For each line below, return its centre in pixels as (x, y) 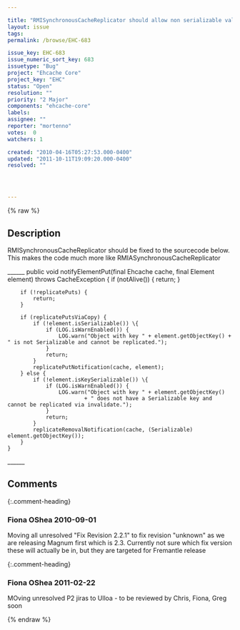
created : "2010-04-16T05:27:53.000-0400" (70, 152)
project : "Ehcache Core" (44, 73)
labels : (19, 113)
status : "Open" (30, 86)
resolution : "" (30, 93)
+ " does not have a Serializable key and (148, 398)
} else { (33, 373)
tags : (15, 34)
